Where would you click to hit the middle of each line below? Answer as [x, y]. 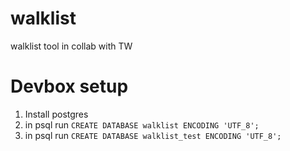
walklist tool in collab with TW [71, 46]
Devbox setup [69, 86]
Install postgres [56, 114]
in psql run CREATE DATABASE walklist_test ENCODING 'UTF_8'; [153, 135]
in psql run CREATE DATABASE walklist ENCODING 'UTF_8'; [142, 124]
